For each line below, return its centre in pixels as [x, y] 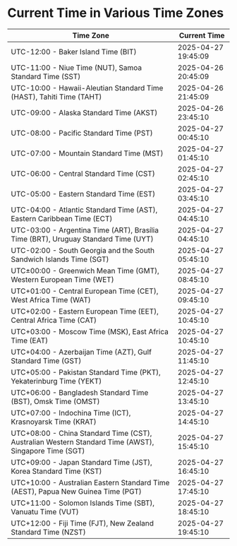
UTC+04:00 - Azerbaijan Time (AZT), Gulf [81, 352]
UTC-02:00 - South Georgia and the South [83, 250]
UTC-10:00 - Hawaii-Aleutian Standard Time [87, 88]
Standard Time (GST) [46, 360]
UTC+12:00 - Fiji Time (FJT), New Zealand [82, 523]
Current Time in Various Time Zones [116, 13]
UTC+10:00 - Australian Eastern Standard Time [90, 482]
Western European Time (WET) [62, 279]
